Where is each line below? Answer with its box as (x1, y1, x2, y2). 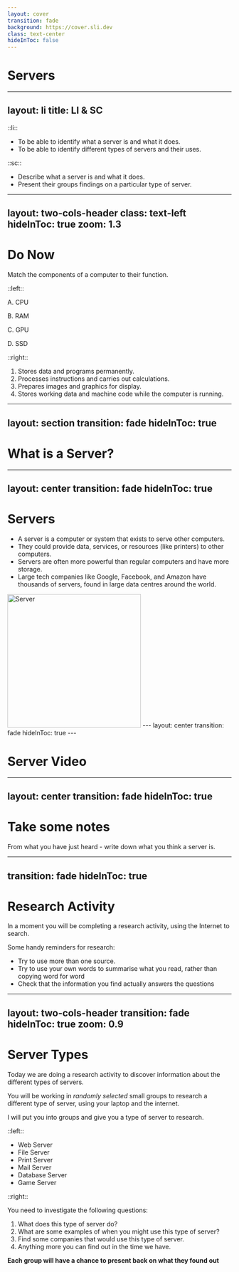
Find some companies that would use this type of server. (17, 1234, 185, 1243)
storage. (17, 564, 43, 573)
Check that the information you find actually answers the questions (17, 979, 215, 988)
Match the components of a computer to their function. (7, 270, 169, 279)
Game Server (17, 1178, 57, 1187)
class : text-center (7, 30, 65, 38)
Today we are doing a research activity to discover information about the (7, 1070, 221, 1078)
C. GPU (7, 325, 30, 335)
